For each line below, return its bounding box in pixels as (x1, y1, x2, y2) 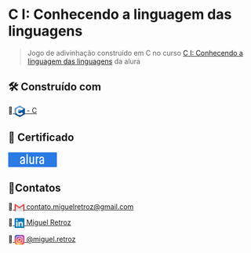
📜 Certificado (8, 131, 75, 145)
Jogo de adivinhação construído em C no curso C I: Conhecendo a (27, 48, 243, 57)
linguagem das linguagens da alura (27, 57, 141, 66)
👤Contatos (8, 181, 61, 194)
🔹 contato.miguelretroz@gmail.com (8, 202, 134, 211)
